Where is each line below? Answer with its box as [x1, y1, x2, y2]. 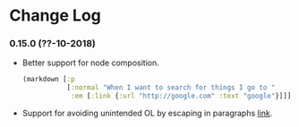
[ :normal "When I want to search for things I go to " [66, 83, 276, 92]
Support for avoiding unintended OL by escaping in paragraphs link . [21, 108, 273, 119]
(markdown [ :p [21, 75, 75, 84]
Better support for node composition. [21, 57, 159, 68]
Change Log [9, 5, 101, 26]
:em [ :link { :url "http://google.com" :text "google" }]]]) [70, 91, 295, 101]
